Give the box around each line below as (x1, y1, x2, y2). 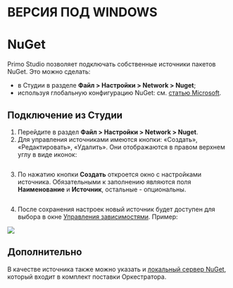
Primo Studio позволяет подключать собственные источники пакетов (7, 60, 216, 68)
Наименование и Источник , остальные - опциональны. (17, 185, 187, 193)
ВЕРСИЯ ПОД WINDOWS (7, 4, 158, 20)
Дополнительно (7, 246, 82, 258)
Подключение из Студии (7, 109, 123, 121)
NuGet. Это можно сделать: (7, 68, 91, 76)
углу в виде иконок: (17, 150, 77, 159)
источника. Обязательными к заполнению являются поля (17, 177, 191, 186)
